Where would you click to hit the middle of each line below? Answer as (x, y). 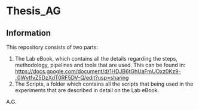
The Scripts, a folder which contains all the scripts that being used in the (104, 84)
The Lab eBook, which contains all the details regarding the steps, (96, 59)
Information (29, 33)
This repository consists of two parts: (52, 47)
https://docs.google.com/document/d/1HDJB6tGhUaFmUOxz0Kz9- (98, 71)
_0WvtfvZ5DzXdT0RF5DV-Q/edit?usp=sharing (72, 78)
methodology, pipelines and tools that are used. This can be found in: (100, 65)
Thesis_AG (33, 11)
